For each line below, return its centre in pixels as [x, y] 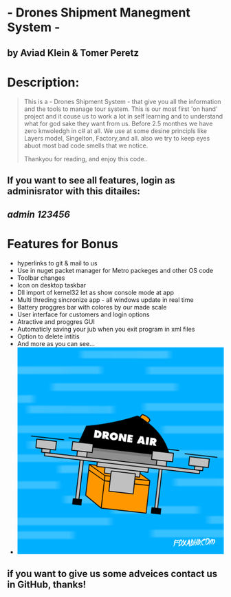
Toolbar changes [41, 278]
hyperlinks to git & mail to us [57, 263]
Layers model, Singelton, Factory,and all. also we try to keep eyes [117, 138]
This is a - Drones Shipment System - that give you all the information [122, 101]
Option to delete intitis [48, 336]
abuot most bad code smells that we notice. [86, 145]
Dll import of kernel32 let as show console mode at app [95, 293]
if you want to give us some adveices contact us [112, 574]
